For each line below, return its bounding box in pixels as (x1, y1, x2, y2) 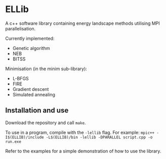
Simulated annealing (12, 91, 56, 97)
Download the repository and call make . (5, 120, 86, 126)
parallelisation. (5, 25, 36, 31)
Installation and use (5, 106, 69, 115)
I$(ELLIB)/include (5, 135, 44, 140)
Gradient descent (12, 86, 49, 92)
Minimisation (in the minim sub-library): (5, 66, 88, 72)
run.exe (5, 139, 22, 144)
